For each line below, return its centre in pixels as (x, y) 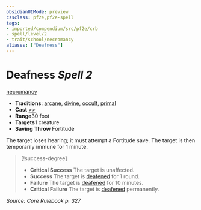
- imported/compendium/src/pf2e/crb (52, 28)
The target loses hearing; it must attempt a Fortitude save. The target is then (101, 140)
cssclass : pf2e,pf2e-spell (40, 17)
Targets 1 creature (37, 122)
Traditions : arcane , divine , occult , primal (65, 103)
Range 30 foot (32, 116)
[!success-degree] (44, 158)
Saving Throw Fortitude (45, 128)
